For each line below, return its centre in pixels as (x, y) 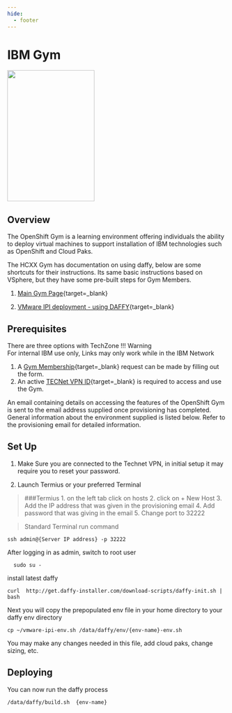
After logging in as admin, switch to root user (72, 552)
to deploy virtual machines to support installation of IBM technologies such (115, 244)
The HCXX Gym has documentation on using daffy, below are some (104, 265)
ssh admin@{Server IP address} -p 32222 (67, 539)
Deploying (30, 673)
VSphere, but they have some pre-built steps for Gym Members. (99, 280)
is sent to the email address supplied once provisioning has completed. (109, 410)
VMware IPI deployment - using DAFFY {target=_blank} (96, 307)
